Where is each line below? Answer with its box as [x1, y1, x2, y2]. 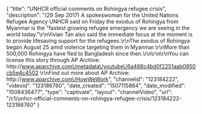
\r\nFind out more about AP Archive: [39, 69, 130, 76]
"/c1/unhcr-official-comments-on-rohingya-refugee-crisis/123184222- [6, 95, 182, 102]
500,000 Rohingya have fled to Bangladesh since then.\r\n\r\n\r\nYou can [6, 50, 189, 57]
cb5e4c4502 [6, 69, 39, 76]
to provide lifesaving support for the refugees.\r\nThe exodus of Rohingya [6, 37, 191, 44]
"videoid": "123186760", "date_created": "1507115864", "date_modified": [6, 82, 186, 89]
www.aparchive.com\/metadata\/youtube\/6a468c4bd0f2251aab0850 [21, 63, 196, 70]
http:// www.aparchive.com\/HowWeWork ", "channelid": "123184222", [6, 75, 180, 83]
